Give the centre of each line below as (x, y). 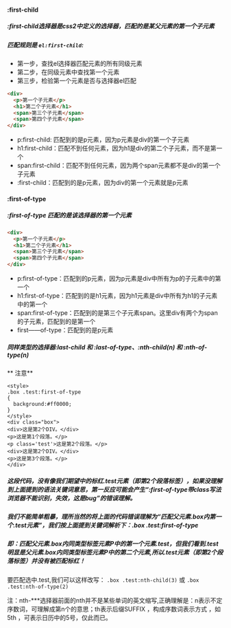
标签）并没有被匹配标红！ (49, 561)
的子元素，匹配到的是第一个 (56, 321)
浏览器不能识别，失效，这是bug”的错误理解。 (72, 498)
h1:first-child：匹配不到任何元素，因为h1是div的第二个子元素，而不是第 (117, 149)
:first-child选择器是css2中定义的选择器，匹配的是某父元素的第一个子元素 (111, 26)
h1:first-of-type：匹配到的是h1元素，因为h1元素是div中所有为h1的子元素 (117, 295)
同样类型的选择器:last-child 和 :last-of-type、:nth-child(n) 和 (95, 347)
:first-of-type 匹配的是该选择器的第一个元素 (70, 215)
